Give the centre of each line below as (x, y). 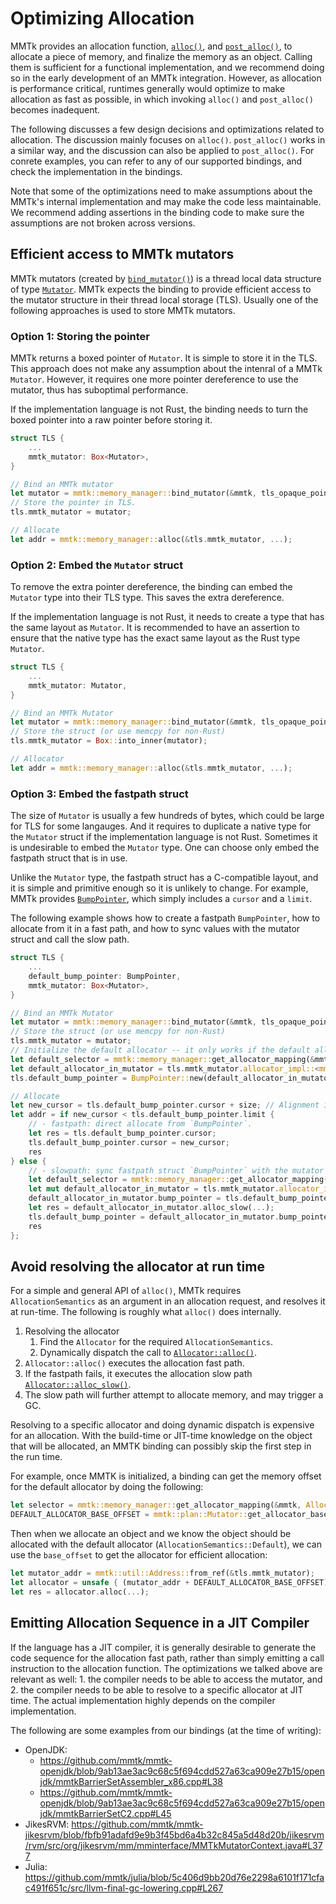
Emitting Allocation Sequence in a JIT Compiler (160, 1623)
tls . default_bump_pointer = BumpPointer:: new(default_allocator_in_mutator (171, 1078)
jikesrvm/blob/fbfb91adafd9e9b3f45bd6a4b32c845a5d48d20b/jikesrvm (174, 1834)
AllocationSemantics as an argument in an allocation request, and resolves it (168, 1301)
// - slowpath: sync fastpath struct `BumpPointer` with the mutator (176, 1170)
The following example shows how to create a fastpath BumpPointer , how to (165, 918)
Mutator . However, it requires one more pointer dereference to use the (154, 379)
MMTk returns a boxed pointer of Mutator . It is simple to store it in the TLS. (164, 358)
